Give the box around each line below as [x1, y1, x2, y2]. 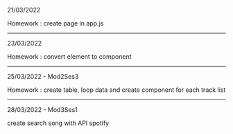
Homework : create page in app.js [7, 19, 104, 27]
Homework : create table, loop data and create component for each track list [7, 86, 226, 94]
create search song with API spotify [7, 119, 110, 127]
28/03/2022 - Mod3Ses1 [7, 106, 78, 113]
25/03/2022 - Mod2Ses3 [7, 73, 79, 80]
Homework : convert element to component [7, 52, 132, 61]
